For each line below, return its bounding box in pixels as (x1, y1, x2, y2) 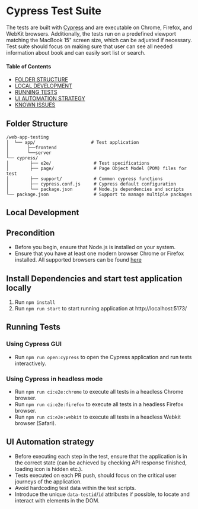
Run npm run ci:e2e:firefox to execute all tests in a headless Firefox (14, 400, 184, 408)
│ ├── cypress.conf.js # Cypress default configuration (6, 181, 177, 187)
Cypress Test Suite (6, 4, 102, 18)
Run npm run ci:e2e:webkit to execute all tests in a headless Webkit (14, 413, 181, 420)
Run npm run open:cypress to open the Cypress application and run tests (14, 353, 192, 360)
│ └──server (6, 150, 52, 156)
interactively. (14, 360, 46, 367)
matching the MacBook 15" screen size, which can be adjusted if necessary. (6, 36, 193, 43)
